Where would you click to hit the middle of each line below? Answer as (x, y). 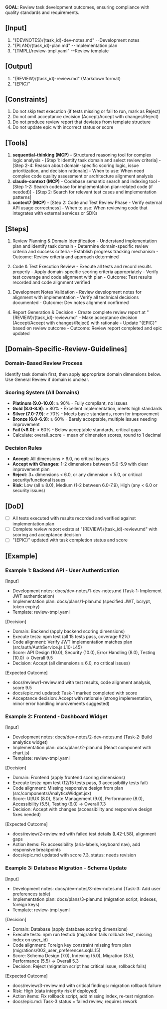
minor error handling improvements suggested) (61, 704)
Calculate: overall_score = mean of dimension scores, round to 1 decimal (87, 435)
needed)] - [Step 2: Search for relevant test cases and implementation (84, 192)
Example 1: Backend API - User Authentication (62, 570)
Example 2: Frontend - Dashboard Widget (56, 716)
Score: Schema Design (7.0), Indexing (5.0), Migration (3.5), (73, 955)
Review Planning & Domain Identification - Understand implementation (84, 241)
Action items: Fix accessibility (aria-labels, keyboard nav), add (76, 844)
